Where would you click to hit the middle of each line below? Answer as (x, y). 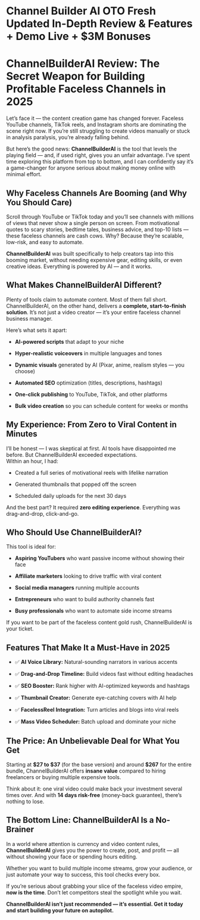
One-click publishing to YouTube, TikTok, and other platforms (91, 394)
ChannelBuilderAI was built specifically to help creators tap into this (90, 253)
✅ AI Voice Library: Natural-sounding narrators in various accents (96, 662)
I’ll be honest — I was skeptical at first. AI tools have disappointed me (91, 448)
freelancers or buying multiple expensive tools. (64, 777)
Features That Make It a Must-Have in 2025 (88, 647)
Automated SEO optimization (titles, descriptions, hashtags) (88, 383)
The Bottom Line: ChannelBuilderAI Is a (80, 820)
